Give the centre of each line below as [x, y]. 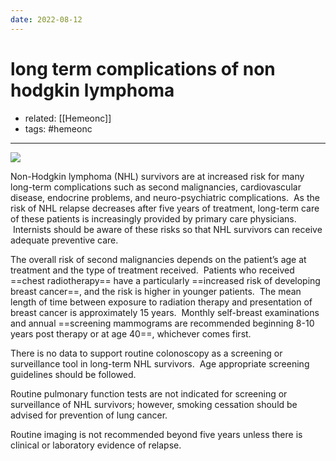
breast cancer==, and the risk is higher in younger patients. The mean [156, 291]
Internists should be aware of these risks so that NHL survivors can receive [167, 229]
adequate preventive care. [64, 240]
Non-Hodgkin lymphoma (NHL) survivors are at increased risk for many [157, 176]
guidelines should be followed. [73, 374]
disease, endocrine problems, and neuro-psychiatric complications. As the [165, 197]
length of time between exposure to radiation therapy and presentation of [161, 302]
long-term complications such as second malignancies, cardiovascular [156, 187]
